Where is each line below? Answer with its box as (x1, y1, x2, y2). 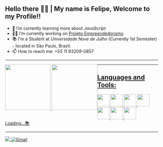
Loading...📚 (5, 120, 30, 126)
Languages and (97, 73, 145, 82)
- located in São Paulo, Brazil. (12, 43, 71, 49)
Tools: (97, 81, 116, 89)
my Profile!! (5, 13, 41, 21)
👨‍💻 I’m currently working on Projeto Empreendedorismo (12, 30, 124, 36)
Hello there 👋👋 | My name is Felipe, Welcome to (5, 5, 150, 13)
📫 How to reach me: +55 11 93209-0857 (12, 48, 94, 54)
